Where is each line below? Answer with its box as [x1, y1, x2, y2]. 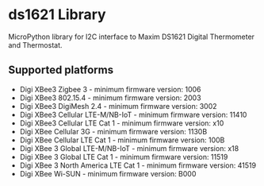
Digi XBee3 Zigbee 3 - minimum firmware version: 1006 [19, 84, 201, 94]
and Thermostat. [8, 40, 63, 49]
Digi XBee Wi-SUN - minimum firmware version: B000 [19, 169, 197, 178]
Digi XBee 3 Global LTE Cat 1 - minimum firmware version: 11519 [19, 152, 228, 161]
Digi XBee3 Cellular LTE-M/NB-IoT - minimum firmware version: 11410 [19, 110, 247, 119]
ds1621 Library [8, 6, 106, 24]
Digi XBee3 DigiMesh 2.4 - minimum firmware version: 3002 [19, 101, 217, 110]
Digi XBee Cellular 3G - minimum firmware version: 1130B [19, 126, 208, 136]
